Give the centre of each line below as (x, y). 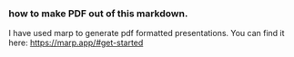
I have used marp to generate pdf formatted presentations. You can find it (147, 33)
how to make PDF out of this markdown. (98, 14)
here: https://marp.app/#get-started (76, 43)
